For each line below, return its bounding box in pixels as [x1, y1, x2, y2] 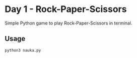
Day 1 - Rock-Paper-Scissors [5, 3, 127, 15]
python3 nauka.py [5, 47, 41, 53]
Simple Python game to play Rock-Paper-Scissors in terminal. [5, 20, 132, 26]
